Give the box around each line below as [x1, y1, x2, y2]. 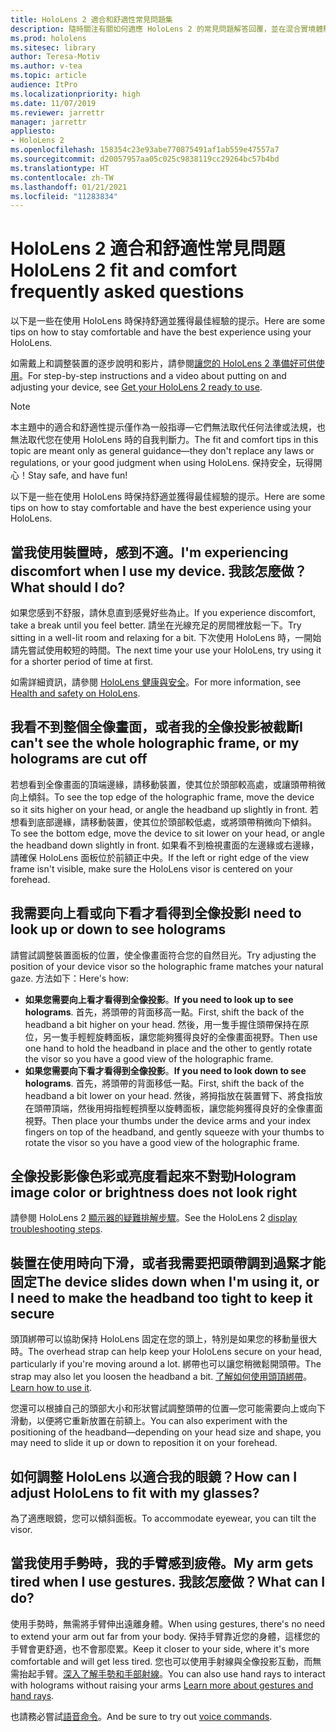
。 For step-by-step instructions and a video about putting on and [19, 370, 287, 382]
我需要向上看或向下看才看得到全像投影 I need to [10, 905, 302, 922]
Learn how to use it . [10, 1382, 93, 1394]
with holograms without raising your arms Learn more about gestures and [10, 1679, 314, 1691]
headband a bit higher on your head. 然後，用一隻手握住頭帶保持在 [24, 1018, 301, 1030]
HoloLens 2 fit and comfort [10, 259, 238, 282]
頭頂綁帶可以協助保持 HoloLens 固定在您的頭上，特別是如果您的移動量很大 [10, 1333, 318, 1345]
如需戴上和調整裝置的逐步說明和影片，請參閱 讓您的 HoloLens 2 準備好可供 [10, 357, 317, 370]
